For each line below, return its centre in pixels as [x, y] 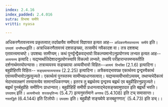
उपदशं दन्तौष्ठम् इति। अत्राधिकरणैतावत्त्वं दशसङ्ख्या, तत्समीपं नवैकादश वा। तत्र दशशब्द [72, 48]
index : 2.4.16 [20, 10]
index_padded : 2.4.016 [29, 14]
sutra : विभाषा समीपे [22, 19]
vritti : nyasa [20, 24]
